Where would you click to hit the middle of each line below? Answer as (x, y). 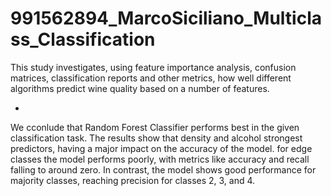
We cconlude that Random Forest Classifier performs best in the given (155, 127)
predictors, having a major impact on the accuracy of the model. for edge (161, 148)
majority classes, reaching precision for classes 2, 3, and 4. (133, 180)
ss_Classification (83, 39)
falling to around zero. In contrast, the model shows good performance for (163, 169)
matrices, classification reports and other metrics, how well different (151, 78)
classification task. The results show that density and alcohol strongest (156, 138)
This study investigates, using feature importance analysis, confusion (153, 67)
